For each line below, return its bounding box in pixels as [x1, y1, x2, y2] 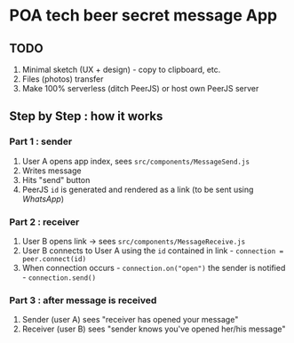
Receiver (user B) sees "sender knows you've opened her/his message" [21, 323, 286, 334]
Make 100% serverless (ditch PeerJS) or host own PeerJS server [21, 84, 259, 93]
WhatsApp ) [21, 193, 65, 204]
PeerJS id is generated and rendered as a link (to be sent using [21, 184, 254, 195]
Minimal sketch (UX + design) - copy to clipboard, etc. [21, 64, 221, 75]
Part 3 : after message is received [9, 294, 157, 307]
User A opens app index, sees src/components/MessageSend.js [21, 156, 250, 166]
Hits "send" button [21, 174, 91, 185]
